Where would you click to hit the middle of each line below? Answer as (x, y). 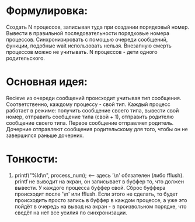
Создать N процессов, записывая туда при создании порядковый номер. (98, 27)
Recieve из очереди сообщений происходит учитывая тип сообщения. (94, 98)
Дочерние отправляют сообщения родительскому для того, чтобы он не (97, 129)
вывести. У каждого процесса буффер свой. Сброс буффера (90, 187)
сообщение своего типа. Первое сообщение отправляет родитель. (90, 123)
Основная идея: (47, 82)
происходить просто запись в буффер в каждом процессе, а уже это (101, 200)
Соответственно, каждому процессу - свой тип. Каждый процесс (88, 104)
